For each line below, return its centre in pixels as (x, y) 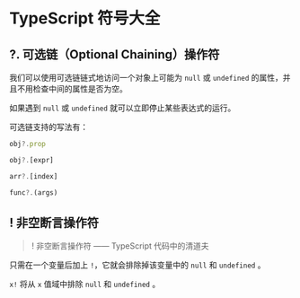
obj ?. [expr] (31, 160)
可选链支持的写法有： (49, 127)
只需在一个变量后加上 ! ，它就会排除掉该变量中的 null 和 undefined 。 (137, 265)
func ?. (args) (34, 193)
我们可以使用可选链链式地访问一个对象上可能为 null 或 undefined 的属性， (146, 78)
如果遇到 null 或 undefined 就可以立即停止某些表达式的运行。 (123, 108)
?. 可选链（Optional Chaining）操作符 (115, 54)
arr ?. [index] (34, 176)
